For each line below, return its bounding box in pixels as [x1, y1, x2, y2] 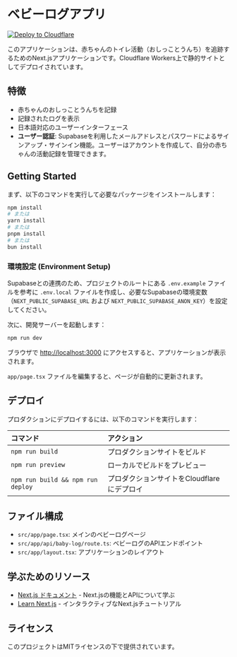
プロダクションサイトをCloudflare [107, 473, 220, 483]
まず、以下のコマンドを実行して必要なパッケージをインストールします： [7, 190, 217, 199]
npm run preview [11, 461, 66, 468]
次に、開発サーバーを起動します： [7, 320, 107, 328]
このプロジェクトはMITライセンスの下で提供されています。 [7, 642, 178, 651]
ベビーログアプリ [7, 6, 107, 23]
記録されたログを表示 [17, 114, 80, 122]
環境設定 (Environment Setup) [7, 261, 111, 271]
